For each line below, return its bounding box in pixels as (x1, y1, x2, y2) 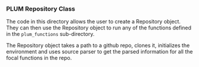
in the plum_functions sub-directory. (6, 31, 95, 38)
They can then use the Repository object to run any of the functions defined (6, 24, 191, 31)
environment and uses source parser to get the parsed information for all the (6, 48, 193, 55)
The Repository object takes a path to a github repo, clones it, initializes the (6, 42, 190, 49)
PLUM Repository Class (6, 5, 76, 13)
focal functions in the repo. (6, 55, 72, 62)
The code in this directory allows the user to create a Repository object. (6, 18, 181, 25)
